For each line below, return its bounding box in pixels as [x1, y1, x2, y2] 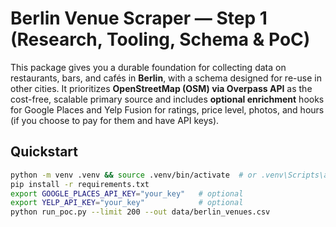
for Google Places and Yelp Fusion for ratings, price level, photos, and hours [10, 103, 325, 116]
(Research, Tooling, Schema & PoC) [10, 28, 311, 51]
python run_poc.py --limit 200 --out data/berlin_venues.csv [10, 207, 271, 217]
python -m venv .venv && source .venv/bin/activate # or [10, 170, 257, 180]
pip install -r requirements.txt [10, 179, 150, 189]
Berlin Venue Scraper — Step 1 [10, 7, 268, 30]
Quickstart [10, 143, 79, 161]
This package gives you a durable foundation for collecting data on [10, 61, 287, 73]
